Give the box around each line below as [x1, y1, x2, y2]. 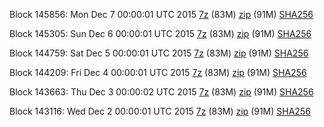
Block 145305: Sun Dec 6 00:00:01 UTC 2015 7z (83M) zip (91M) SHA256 [9, 28, 312, 39]
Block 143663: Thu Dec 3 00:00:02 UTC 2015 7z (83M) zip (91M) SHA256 [9, 86, 314, 98]
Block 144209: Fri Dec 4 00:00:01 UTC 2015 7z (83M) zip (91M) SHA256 [9, 67, 307, 78]
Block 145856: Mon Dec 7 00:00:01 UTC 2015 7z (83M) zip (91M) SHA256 [9, 9, 314, 20]
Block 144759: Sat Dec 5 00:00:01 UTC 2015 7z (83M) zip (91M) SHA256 [9, 47, 309, 59]
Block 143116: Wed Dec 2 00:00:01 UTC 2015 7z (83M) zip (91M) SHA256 [9, 105, 311, 117]
